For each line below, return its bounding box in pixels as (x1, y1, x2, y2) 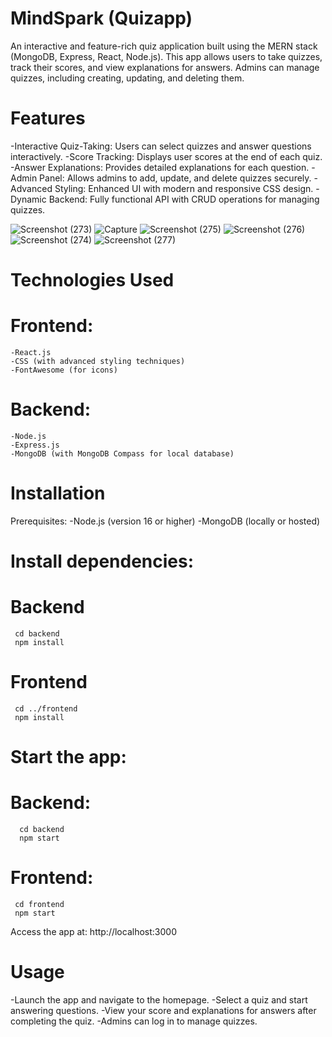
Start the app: (10, 746, 127, 769)
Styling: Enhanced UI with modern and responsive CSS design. (54, 182, 314, 194)
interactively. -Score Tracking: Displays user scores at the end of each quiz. (10, 150, 323, 162)
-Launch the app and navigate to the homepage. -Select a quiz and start (10, 993, 308, 1006)
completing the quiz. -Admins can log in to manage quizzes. (10, 1015, 258, 1027)
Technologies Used (10, 269, 175, 292)
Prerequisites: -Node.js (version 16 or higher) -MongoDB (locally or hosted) (10, 515, 321, 527)
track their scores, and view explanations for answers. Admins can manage (10, 61, 320, 73)
